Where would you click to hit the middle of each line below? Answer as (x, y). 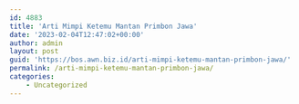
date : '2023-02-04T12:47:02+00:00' (77, 34)
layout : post (34, 52)
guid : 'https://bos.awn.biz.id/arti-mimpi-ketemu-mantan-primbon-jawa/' (150, 60)
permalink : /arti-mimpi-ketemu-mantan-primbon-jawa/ (112, 69)
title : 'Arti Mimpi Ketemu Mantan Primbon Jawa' (103, 26)
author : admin (36, 43)
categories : (32, 77)
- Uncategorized (57, 85)
